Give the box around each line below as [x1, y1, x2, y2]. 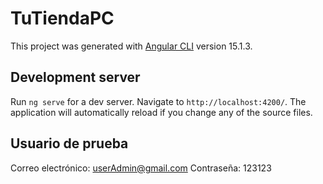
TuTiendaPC [10, 7, 115, 30]
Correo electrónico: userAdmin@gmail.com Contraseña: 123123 [10, 162, 272, 174]
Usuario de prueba [10, 135, 129, 152]
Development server [10, 69, 141, 86]
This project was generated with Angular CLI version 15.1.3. [10, 40, 253, 52]
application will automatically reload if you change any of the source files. [10, 106, 313, 118]
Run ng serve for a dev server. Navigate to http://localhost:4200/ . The [10, 95, 307, 107]
